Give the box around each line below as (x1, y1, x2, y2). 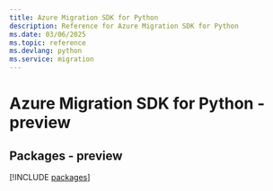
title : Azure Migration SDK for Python (9, 13, 159, 22)
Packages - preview (9, 148, 123, 163)
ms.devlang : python (9, 47, 83, 56)
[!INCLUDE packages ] (9, 172, 91, 182)
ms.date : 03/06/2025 (9, 30, 87, 39)
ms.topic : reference (9, 38, 87, 48)
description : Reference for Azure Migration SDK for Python (9, 22, 240, 30)
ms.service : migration (9, 55, 94, 64)
